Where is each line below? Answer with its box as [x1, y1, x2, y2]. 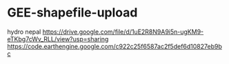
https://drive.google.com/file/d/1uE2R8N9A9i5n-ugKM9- [42, 28, 204, 36]
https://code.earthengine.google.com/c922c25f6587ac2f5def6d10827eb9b [7, 42, 223, 50]
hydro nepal [7, 28, 41, 36]
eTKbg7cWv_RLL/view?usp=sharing [7, 34, 109, 43]
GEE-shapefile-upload [7, 5, 138, 21]
